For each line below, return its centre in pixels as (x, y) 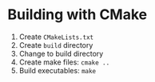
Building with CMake (77, 15)
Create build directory (56, 45)
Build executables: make (58, 70)
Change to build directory (61, 53)
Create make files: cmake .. (64, 62)
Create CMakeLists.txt (56, 37)
